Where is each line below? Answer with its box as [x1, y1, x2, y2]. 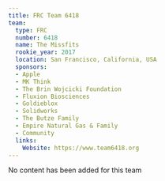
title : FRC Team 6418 [8, 11, 80, 20]
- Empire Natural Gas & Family [15, 122, 118, 130]
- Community [15, 129, 55, 137]
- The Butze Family [15, 115, 80, 123]
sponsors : [15, 63, 47, 71]
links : [15, 136, 37, 145]
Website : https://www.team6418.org [22, 144, 140, 152]
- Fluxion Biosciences [15, 92, 90, 100]
